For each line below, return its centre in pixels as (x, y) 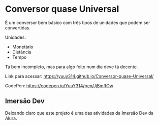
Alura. (11, 118)
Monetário (23, 47)
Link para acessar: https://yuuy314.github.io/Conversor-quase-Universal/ (79, 76)
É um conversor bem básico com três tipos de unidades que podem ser (78, 23)
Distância (22, 52)
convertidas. (18, 27)
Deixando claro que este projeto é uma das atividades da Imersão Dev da (79, 113)
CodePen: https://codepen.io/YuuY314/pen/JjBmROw (59, 86)
